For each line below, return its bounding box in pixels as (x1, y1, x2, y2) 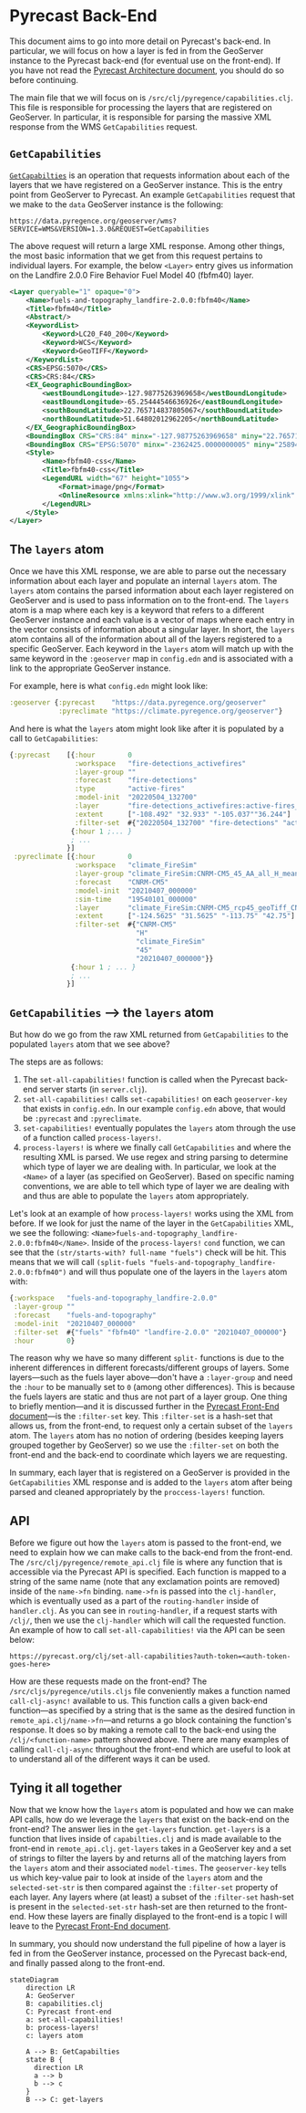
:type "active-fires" (74, 784, 185, 794)
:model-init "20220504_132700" (74, 793, 198, 802)
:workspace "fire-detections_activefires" (74, 758, 247, 768)
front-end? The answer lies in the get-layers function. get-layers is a (9, 1824, 271, 1835)
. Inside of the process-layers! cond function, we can (87, 1238, 285, 1249)
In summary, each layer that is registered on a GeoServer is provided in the (9, 1467, 291, 1479)
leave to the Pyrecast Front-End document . (9, 1920, 171, 1931)
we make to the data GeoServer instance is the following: (9, 198, 224, 210)
